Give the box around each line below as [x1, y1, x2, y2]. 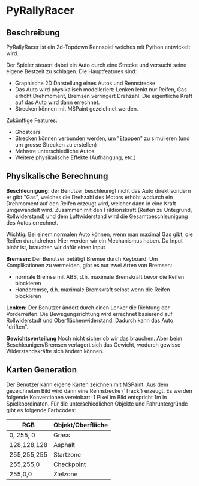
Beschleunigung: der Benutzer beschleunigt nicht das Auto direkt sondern [6, 187, 191, 194]
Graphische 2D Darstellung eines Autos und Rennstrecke [14, 79, 156, 87]
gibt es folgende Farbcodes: [6, 406, 76, 413]
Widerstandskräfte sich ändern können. [6, 347, 104, 354]
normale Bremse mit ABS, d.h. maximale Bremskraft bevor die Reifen [14, 273, 185, 280]
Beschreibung [6, 28, 60, 38]
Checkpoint [53, 460, 86, 469]
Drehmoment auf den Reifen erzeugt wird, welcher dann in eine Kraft [6, 199, 176, 207]
